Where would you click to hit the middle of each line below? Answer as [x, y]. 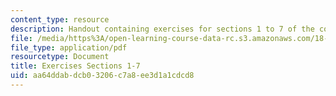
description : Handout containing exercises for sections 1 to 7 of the [162, 29]
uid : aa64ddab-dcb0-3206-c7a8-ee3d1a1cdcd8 [102, 76]
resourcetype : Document [60, 57]
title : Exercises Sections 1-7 [75, 66]
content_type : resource [60, 19]
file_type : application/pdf [69, 47]
